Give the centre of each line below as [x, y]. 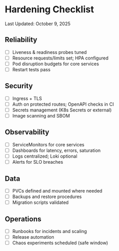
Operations [23, 219]
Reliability [21, 40]
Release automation [33, 237]
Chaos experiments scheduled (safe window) [60, 243]
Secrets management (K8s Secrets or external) [62, 110]
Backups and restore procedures [47, 197]
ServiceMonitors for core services [48, 144]
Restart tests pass [31, 69]
